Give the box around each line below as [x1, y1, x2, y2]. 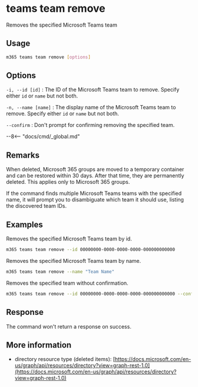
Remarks [6, 150, 40, 160]
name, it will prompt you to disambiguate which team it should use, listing [6, 196, 184, 203]
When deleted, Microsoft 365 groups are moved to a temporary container [6, 166, 184, 173]
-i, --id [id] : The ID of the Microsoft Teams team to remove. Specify [6, 86, 180, 93]
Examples [6, 219, 43, 229]
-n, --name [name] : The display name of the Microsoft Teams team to [6, 104, 176, 111]
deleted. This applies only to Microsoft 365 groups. [6, 178, 130, 186]
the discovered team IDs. [6, 203, 67, 210]
